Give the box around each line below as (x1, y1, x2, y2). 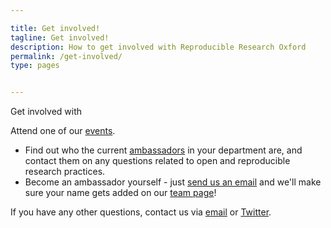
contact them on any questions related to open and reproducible (24, 155, 291, 167)
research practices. (24, 166, 106, 178)
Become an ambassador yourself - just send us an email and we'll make (24, 176, 322, 188)
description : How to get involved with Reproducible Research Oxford (10, 42, 307, 52)
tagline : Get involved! (10, 32, 110, 43)
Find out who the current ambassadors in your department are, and (24, 144, 303, 156)
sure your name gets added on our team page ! (24, 187, 217, 199)
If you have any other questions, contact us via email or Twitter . (10, 206, 272, 218)
